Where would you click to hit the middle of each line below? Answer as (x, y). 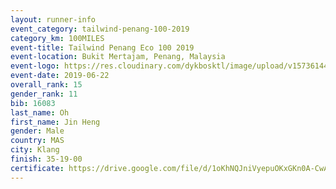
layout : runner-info (53, 19)
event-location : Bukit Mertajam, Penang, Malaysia (118, 57)
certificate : (37, 168)
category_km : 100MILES (57, 38)
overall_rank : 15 (46, 85)
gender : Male (37, 131)
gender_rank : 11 (44, 94)
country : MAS (37, 141)
